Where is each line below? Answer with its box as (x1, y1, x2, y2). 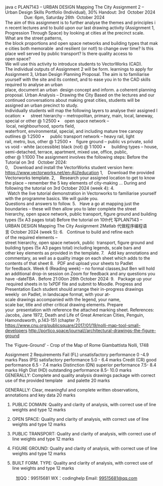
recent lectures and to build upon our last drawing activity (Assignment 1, (9, 25, 155, 31)
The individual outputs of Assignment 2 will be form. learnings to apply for (5, 66, 153, 72)
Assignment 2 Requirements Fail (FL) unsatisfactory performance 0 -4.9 (5, 352, 149, 357)
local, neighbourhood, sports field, (6, 123, 75, 129)
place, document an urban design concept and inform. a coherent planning (5, 87, 156, 93)
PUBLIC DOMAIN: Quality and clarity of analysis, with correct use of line (12, 402, 156, 407)
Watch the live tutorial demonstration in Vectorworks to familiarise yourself (7, 190, 157, 196)
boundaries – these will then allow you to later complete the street (5, 206, 137, 211)
